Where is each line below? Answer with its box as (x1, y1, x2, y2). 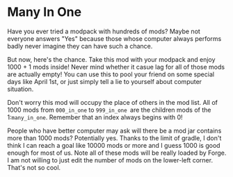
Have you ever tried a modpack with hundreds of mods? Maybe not (7, 27, 200, 35)
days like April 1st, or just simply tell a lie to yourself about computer (7, 77, 202, 85)
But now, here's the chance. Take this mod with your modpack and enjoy (7, 55, 216, 63)
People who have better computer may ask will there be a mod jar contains (7, 126, 222, 135)
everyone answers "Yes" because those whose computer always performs (7, 34, 222, 42)
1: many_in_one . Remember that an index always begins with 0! (7, 112, 183, 121)
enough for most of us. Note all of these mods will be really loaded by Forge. (7, 149, 227, 157)
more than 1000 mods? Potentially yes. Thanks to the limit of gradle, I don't (7, 133, 222, 142)
